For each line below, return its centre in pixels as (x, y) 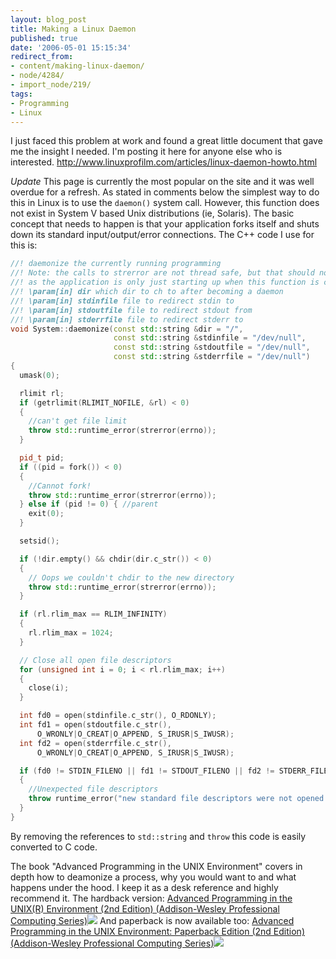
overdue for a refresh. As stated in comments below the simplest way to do (165, 192)
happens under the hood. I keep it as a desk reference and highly (144, 887)
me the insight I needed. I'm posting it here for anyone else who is (146, 152)
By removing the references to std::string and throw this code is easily (158, 836)
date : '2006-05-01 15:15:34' (71, 47)
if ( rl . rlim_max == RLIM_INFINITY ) (93, 614)
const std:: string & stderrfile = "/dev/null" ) (212, 357)
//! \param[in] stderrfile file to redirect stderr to (127, 319)
